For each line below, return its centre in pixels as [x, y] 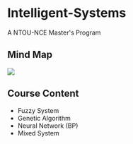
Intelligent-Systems [67, 13]
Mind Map [30, 55]
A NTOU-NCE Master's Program [54, 32]
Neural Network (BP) [48, 126]
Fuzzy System [38, 110]
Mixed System [38, 133]
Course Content [43, 94]
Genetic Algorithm [44, 118]
